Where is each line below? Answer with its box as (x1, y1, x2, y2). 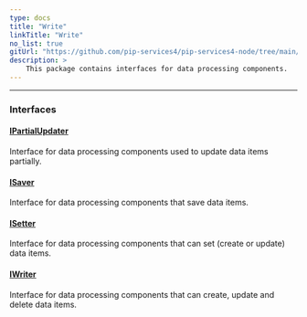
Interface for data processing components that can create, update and (9, 289, 275, 300)
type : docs (9, 13, 51, 23)
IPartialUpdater (9, 125, 69, 137)
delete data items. (9, 299, 78, 310)
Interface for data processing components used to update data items (9, 146, 270, 156)
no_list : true (9, 38, 64, 48)
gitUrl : (9, 48, 39, 57)
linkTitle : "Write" (9, 30, 84, 39)
